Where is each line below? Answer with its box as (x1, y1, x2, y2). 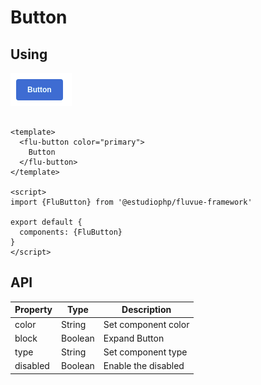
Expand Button (103, 332, 165, 344)
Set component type (103, 346, 188, 358)
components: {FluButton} (19, 227, 123, 237)
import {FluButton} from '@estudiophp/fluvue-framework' (10, 197, 253, 207)
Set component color (103, 318, 190, 330)
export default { (10, 217, 83, 227)
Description (121, 304, 172, 316)
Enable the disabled (103, 360, 185, 372)
